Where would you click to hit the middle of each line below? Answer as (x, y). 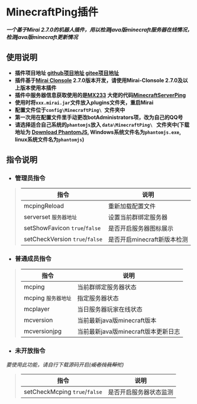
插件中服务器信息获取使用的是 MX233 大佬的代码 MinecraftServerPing (100, 95)
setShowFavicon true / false (62, 228)
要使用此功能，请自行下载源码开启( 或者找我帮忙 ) (65, 365)
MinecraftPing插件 (52, 12)
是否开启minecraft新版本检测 (148, 240)
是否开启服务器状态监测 (141, 392)
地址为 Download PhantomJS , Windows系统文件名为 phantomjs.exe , (98, 132)
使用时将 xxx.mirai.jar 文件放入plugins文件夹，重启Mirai (84, 102)
